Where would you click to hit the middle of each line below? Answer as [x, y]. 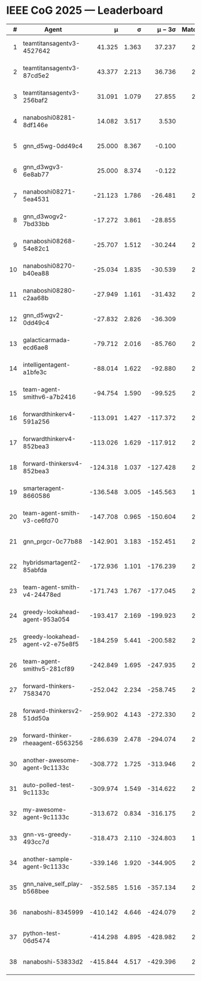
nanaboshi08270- [49, 265]
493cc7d [36, 841]
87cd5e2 [36, 76]
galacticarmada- [47, 340]
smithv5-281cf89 [49, 669]
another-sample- [48, 859]
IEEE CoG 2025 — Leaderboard [85, 10]
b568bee [36, 891]
